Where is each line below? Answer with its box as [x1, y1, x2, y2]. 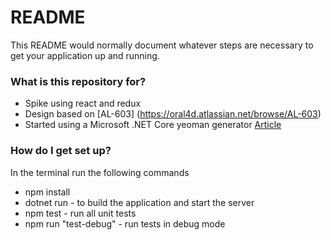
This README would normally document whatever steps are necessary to [10, 39, 314, 51]
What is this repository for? [10, 74, 147, 88]
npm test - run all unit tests [24, 207, 137, 219]
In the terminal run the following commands [10, 166, 190, 178]
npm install [24, 186, 71, 198]
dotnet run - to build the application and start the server [24, 196, 255, 208]
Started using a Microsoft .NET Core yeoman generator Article [24, 119, 282, 131]
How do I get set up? [10, 144, 112, 158]
